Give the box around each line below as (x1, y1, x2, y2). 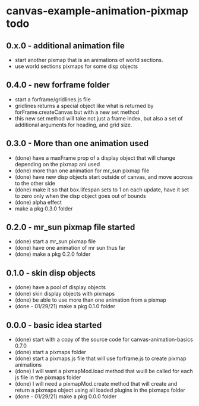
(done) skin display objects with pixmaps (14, 290, 115, 297)
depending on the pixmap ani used (14, 160, 100, 168)
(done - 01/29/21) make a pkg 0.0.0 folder (14, 393, 117, 400)
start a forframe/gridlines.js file (14, 95, 91, 103)
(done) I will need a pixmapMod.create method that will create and (14, 380, 178, 388)
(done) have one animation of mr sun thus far (14, 244, 126, 252)
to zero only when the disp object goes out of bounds (14, 192, 147, 199)
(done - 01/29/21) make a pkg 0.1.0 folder (14, 303, 116, 310)
